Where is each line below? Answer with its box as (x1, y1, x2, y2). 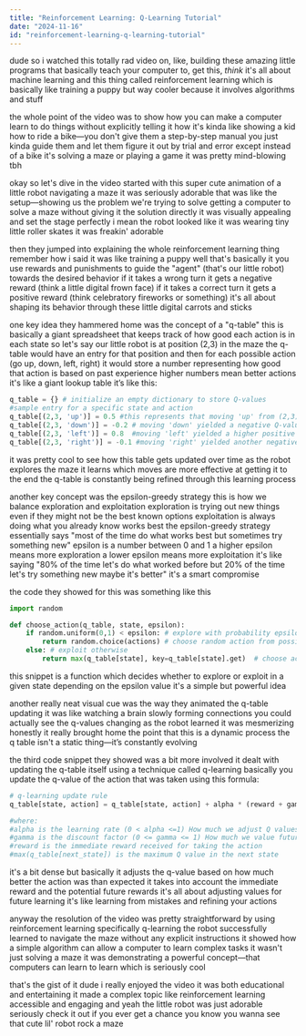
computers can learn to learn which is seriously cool (9, 962, 207, 972)
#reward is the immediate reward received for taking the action (9, 842, 262, 851)
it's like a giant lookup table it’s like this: (9, 377, 158, 388)
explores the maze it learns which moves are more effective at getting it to (9, 464, 288, 475)
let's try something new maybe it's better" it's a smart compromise (9, 569, 260, 580)
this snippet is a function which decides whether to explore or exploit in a (9, 671, 284, 682)
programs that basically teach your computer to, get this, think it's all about (9, 65, 291, 76)
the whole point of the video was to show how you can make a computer (9, 111, 282, 123)
